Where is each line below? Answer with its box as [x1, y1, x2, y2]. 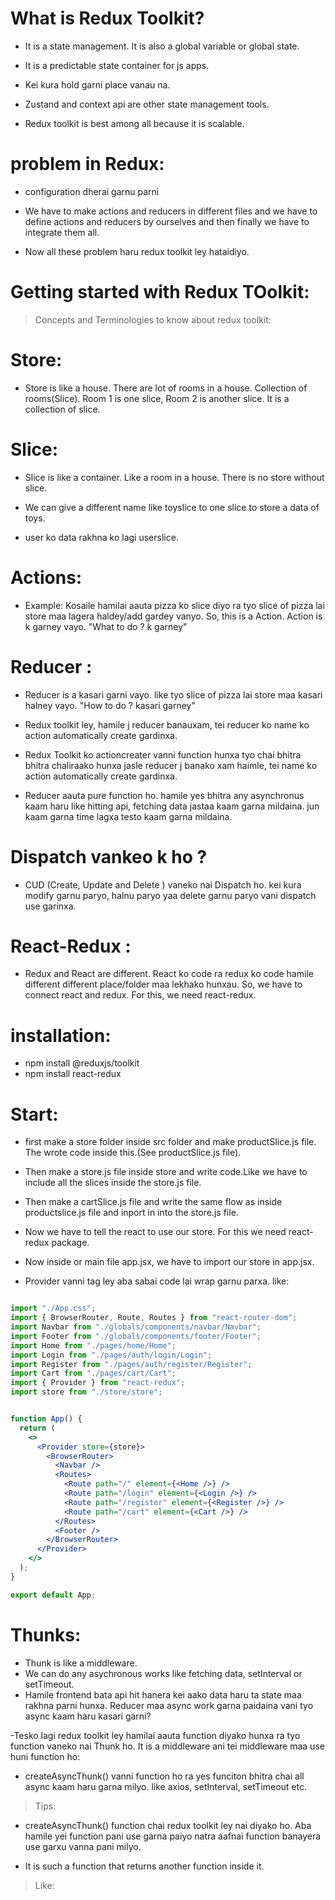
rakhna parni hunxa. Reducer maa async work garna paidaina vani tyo [24, 1699, 314, 1711]
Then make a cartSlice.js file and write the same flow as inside [24, 1196, 283, 1208]
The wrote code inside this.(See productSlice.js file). [24, 1147, 242, 1159]
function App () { [10, 1414, 83, 1424]
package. [51, 1237, 90, 1249]
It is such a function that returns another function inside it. [24, 1860, 265, 1872]
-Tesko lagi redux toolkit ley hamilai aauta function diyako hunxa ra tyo [10, 1729, 301, 1741]
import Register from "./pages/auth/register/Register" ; [10, 1359, 253, 1369]
